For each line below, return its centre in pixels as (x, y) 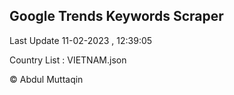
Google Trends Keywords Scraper (116, 16)
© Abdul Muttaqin (46, 79)
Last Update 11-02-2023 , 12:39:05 (81, 40)
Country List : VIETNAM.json (68, 60)
